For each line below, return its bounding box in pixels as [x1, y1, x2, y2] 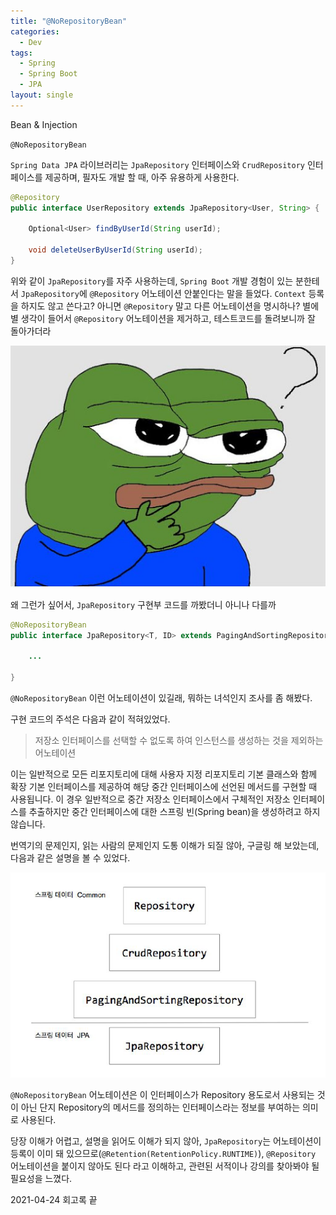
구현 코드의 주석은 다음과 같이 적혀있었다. [10, 713, 171, 725]
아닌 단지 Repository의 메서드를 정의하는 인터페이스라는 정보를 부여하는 [20, 1101, 301, 1113]
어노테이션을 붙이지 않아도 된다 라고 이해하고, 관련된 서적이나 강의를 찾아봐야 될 [10, 1160, 320, 1172]
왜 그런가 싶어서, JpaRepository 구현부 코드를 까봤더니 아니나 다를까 [10, 598, 277, 610]
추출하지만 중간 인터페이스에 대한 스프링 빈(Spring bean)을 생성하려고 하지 [28, 805, 321, 817]
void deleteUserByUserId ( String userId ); [28, 245, 203, 255]
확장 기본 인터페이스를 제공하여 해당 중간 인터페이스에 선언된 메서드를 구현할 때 [10, 780, 318, 792]
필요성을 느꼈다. [10, 1172, 73, 1184]
